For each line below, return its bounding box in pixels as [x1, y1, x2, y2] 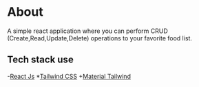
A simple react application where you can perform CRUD [7, 27, 169, 35]
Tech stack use [7, 54, 74, 66]
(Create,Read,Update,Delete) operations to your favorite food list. [7, 34, 193, 42]
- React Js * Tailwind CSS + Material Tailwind [7, 72, 131, 80]
